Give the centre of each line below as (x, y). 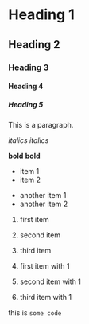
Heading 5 (26, 104)
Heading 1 (42, 15)
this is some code (35, 313)
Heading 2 (35, 45)
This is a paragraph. (41, 125)
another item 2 (44, 204)
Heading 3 (29, 67)
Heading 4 (26, 87)
